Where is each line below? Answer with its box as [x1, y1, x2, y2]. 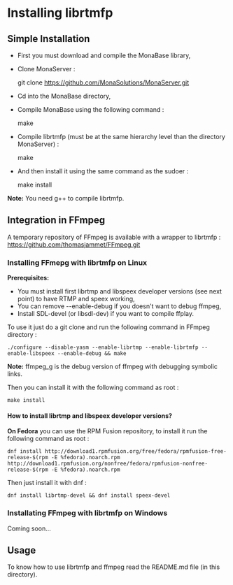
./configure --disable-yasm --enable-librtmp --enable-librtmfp [7, 344, 199, 351]
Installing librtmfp [7, 5, 113, 21]
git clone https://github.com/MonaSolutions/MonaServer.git [17, 78, 190, 87]
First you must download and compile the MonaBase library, [17, 51, 191, 59]
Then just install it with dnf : [7, 479, 87, 487]
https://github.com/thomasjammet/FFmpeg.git [7, 240, 141, 249]
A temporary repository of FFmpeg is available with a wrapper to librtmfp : [7, 233, 221, 241]
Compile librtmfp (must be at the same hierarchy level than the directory [17, 133, 226, 140]
